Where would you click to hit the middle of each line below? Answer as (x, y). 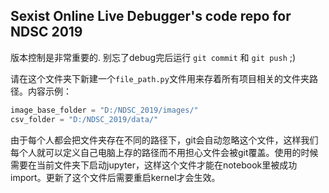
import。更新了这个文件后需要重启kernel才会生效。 (115, 177)
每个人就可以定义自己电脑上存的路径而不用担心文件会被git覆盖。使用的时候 (164, 152)
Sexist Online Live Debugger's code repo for (151, 16)
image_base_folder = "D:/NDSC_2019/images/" (104, 110)
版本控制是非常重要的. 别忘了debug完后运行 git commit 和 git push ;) (153, 57)
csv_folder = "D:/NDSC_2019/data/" (84, 119)
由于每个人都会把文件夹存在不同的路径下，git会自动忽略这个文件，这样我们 (164, 140)
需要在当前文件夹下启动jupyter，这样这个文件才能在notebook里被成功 (154, 165)
